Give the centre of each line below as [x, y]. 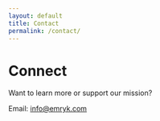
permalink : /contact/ [45, 31]
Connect [38, 71]
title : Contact [34, 23]
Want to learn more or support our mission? [80, 93]
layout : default [35, 16]
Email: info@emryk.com [47, 109]
